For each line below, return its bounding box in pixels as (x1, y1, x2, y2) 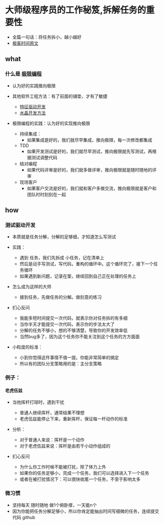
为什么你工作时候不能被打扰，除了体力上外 (19, 464, 106, 470)
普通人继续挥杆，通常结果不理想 (19, 410, 85, 416)
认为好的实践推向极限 (12, 82, 56, 89)
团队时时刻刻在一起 (27, 191, 66, 197)
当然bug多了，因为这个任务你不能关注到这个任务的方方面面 (19, 334, 140, 340)
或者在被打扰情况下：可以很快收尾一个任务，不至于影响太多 (19, 476, 141, 482)
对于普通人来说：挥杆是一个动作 (19, 437, 85, 443)
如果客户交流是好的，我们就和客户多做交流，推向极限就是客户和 (27, 185, 157, 191)
